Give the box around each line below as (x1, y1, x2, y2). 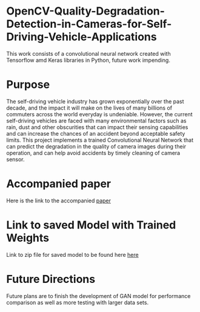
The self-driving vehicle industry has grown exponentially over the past (6, 98, 184, 105)
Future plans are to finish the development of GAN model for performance (6, 292, 191, 299)
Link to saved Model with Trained (6, 218, 176, 231)
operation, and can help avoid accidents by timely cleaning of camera (6, 149, 181, 156)
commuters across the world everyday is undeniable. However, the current (6, 110, 193, 118)
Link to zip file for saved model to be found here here (6, 251, 139, 258)
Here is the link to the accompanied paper (6, 197, 111, 204)
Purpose (6, 78, 50, 91)
